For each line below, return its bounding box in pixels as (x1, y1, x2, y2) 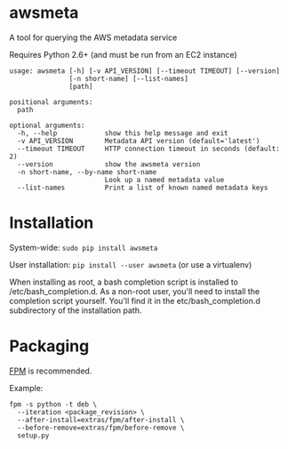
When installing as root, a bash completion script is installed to (9, 277, 238, 287)
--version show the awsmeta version (17, 159, 201, 169)
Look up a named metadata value (104, 175, 225, 184)
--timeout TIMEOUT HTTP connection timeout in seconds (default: (17, 144, 280, 153)
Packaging (9, 336, 90, 357)
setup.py (17, 430, 50, 440)
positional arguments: (9, 97, 93, 107)
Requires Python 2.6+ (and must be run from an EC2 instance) (9, 49, 237, 60)
